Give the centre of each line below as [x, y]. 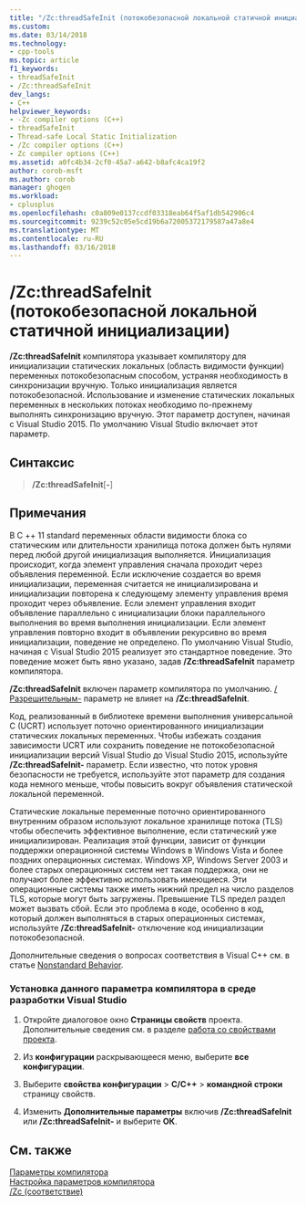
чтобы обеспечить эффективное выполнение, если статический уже [143, 831]
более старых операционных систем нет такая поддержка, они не [139, 869]
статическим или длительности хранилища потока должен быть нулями [150, 545]
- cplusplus [32, 205]
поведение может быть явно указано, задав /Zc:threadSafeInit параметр [153, 661]
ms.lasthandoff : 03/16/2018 [63, 247]
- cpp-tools [32, 52]
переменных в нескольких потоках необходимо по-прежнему [131, 405]
